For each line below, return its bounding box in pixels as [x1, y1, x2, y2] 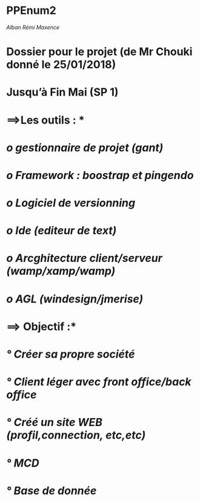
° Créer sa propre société [6, 347, 135, 361]
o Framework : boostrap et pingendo [6, 168, 194, 182]
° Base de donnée [6, 483, 97, 497]
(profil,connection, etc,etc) [6, 428, 146, 442]
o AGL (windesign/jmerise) [6, 292, 144, 306]
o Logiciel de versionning [6, 196, 135, 210]
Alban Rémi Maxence [6, 24, 59, 31]
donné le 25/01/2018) [6, 58, 116, 71]
